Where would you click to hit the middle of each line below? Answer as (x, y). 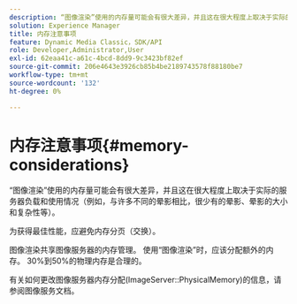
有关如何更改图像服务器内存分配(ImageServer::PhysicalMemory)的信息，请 (145, 280)
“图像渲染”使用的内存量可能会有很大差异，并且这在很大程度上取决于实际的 (145, 190)
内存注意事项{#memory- (99, 145)
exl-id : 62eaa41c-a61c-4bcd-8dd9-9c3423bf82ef (96, 58)
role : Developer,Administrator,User (76, 50)
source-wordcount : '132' (55, 83)
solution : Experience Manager (65, 26)
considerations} (69, 165)
